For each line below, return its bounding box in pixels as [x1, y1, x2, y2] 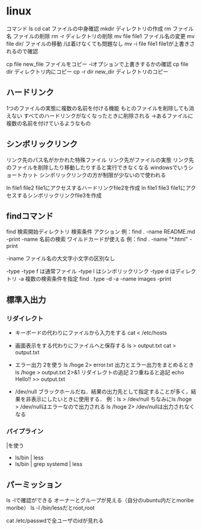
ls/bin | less [14, 454, 44, 461]
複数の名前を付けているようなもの [6, 120, 91, 127]
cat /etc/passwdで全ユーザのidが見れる [6, 517, 104, 525]
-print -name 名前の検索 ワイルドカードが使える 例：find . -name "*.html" [6, 235, 188, 243]
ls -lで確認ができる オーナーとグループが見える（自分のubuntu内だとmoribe [6, 497, 194, 504]
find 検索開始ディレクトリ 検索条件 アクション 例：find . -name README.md [6, 228, 195, 235]
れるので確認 [6, 47, 38, 55]
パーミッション [6, 479, 62, 490]
